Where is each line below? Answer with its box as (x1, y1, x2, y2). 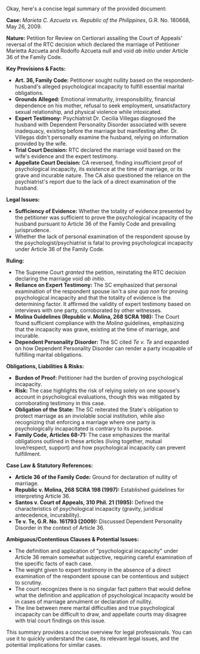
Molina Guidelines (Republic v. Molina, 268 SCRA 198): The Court (14, 313, 180, 320)
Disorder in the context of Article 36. (14, 525, 105, 531)
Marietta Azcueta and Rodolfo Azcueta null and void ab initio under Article (6, 47, 189, 54)
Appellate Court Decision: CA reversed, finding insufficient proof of (14, 159, 183, 166)
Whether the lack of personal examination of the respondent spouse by (14, 233, 190, 240)
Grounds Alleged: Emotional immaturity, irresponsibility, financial (14, 95, 176, 103)
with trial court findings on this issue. (14, 617, 106, 624)
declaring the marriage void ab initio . (14, 275, 106, 282)
